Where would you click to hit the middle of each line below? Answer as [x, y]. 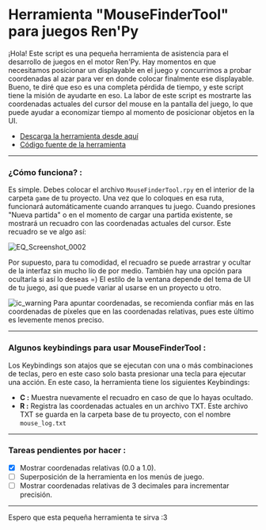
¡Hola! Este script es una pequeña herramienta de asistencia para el [118, 53]
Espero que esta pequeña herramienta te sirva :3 [88, 517]
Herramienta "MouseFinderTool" [118, 15]
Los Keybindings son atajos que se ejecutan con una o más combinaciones [131, 365]
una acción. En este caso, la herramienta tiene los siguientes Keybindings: [129, 382]
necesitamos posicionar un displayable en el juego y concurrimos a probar [130, 70]
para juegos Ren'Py [74, 31]
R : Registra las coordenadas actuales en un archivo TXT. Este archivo [134, 406]
